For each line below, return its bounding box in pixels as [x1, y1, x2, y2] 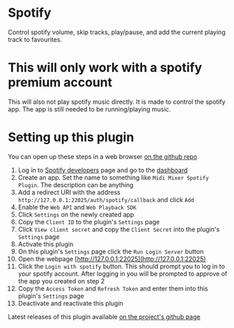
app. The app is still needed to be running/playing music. [8, 104, 171, 113]
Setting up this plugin [8, 130, 134, 146]
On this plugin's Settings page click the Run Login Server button [17, 247, 204, 256]
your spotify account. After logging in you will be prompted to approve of [17, 270, 228, 278]
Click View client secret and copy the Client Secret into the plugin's [17, 225, 220, 233]
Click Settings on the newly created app [17, 210, 134, 219]
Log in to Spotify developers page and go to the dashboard [17, 166, 188, 174]
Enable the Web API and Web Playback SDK [17, 203, 136, 211]
